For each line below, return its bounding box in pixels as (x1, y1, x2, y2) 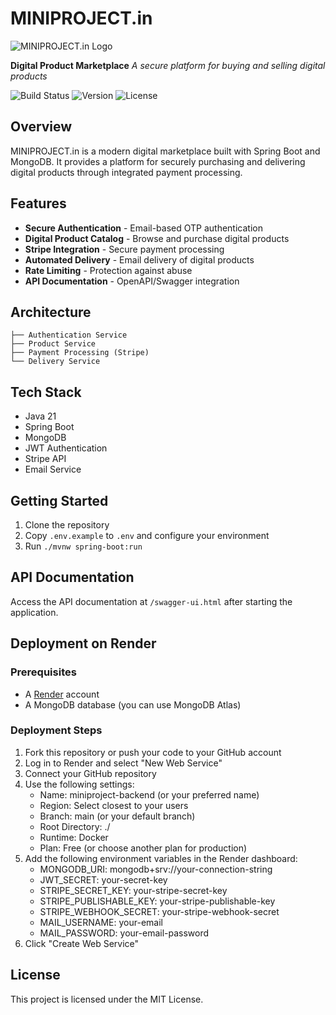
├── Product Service (10, 339, 97, 349)
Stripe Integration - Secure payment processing (24, 243, 225, 255)
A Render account (24, 688, 100, 700)
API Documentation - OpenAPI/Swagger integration (24, 275, 240, 287)
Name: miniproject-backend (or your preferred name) (39, 788, 260, 801)
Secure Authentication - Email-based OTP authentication (24, 222, 263, 234)
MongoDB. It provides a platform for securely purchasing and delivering (10, 155, 306, 167)
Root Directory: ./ (39, 820, 111, 832)
